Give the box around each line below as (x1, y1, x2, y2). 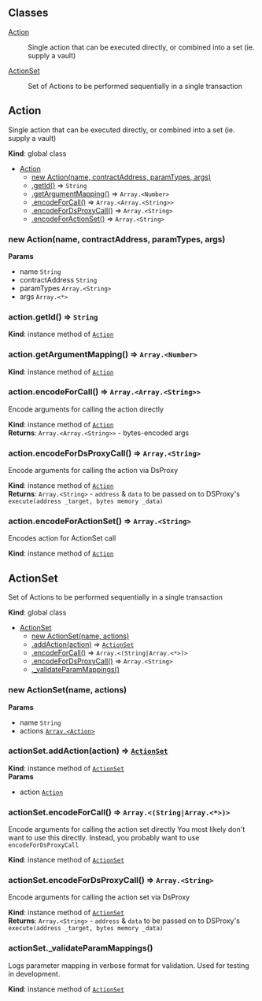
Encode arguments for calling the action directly (8, 404, 164, 414)
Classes (8, 6, 49, 20)
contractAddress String (19, 275, 98, 284)
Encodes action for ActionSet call (8, 534, 116, 543)
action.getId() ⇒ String (8, 311, 98, 322)
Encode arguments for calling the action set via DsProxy (8, 892, 190, 902)
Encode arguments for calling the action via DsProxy (8, 466, 179, 475)
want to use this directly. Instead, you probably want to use (8, 833, 200, 843)
